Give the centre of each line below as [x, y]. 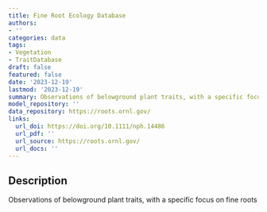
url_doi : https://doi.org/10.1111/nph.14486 [90, 126]
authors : [23, 23]
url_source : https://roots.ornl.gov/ [78, 141]
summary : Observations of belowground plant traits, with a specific [126, 97]
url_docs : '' [37, 148]
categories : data [37, 38]
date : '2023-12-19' [41, 82]
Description [38, 181]
